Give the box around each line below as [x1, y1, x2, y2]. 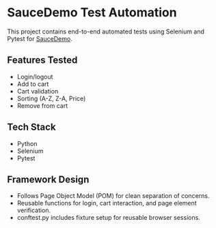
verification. [16, 206, 51, 214]
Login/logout [16, 72, 53, 81]
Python [16, 139, 38, 147]
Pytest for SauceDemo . [7, 34, 73, 42]
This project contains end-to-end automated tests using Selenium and [7, 27, 205, 35]
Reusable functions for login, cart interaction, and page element [16, 199, 197, 208]
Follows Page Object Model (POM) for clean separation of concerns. [16, 192, 210, 200]
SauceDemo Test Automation [7, 5, 177, 20]
